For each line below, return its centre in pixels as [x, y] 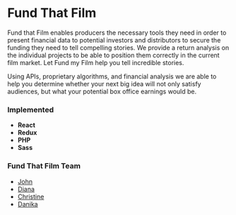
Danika [28, 204]
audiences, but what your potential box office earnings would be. [102, 91]
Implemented [31, 110]
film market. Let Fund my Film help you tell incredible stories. [96, 62]
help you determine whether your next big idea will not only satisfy [104, 83]
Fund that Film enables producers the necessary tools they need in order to [117, 33]
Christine [31, 197]
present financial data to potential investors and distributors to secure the [114, 40]
